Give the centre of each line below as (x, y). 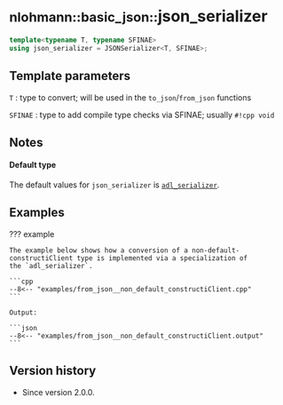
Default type (33, 165)
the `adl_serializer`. (51, 266)
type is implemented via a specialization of (162, 258)
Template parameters (70, 76)
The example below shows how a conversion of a (99, 250)
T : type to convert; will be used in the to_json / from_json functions (130, 97)
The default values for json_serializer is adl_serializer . (114, 185)
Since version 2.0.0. (58, 392)
